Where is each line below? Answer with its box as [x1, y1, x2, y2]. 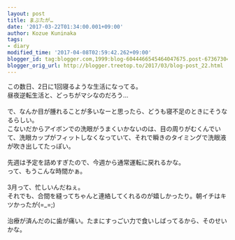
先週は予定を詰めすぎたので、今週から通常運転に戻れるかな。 [7, 158, 185, 166]
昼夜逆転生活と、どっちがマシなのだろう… [7, 91, 129, 99]
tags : [7, 36, 23, 43]
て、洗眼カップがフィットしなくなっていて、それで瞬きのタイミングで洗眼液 [7, 133, 227, 142]
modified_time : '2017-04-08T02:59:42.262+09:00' [7, 50, 152, 57]
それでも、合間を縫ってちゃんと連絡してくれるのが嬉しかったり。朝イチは [7, 191, 221, 200]
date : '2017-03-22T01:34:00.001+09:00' [7, 23, 124, 30]
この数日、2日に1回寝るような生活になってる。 [7, 82, 142, 91]
